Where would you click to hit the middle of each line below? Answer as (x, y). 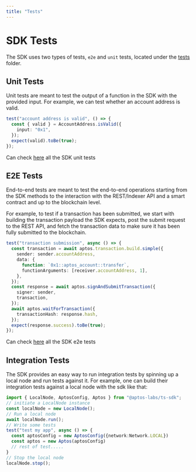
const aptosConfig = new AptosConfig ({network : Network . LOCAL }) (90, 436)
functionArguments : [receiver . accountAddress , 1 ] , (85, 271)
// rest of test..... (38, 447)
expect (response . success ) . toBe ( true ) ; (59, 325)
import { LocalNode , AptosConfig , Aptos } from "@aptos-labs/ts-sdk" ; (94, 398)
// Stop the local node (35, 458)
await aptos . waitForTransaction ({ (53, 309)
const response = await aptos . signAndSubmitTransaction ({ (84, 287)
